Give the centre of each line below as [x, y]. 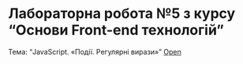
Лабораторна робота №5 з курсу [122, 14]
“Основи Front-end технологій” [116, 30]
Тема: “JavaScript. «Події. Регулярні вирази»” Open [95, 52]
